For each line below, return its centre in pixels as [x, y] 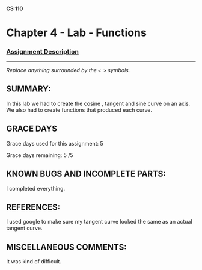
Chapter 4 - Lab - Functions [77, 32]
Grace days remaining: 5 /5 [40, 155]
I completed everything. [35, 188]
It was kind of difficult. [34, 262]
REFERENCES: [33, 207]
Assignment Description [43, 51]
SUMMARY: [29, 89]
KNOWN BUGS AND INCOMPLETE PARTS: [86, 174]
